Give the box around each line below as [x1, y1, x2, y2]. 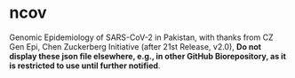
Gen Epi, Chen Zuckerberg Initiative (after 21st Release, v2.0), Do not [9, 41, 262, 51]
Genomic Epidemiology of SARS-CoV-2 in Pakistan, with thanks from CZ [9, 32, 274, 43]
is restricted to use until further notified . [9, 60, 161, 71]
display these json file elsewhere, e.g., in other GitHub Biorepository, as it [9, 51, 287, 61]
